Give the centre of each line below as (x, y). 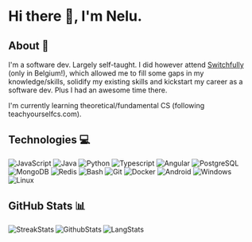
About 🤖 (29, 46)
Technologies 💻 (49, 140)
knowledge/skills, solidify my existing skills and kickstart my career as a (126, 82)
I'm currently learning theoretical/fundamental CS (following (107, 105)
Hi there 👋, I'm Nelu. (76, 16)
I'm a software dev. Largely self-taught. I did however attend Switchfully (126, 64)
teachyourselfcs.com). (45, 114)
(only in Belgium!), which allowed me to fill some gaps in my (106, 73)
